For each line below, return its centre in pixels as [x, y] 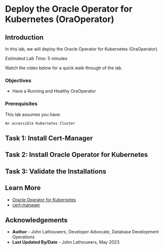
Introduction [24, 37]
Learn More [23, 188]
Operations [23, 237]
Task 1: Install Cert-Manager [49, 138]
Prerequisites [21, 104]
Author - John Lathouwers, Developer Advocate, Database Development [85, 232]
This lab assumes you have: [33, 114]
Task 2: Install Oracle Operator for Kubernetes [76, 155]
